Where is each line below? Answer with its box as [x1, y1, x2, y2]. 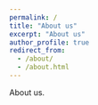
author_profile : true [9, 37, 90, 47]
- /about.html [17, 63, 69, 72]
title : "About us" [9, 21, 78, 30]
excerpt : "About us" [9, 29, 86, 38]
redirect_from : [9, 46, 66, 55]
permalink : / [9, 12, 58, 22]
